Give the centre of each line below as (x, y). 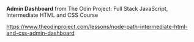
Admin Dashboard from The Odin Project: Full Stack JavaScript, (87, 9)
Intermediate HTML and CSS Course (52, 15)
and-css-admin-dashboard (40, 33)
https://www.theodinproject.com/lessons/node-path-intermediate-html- (97, 27)
